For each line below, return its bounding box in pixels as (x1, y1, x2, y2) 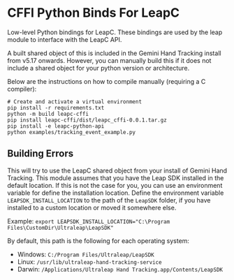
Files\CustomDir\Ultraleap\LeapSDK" (7, 224, 114, 231)
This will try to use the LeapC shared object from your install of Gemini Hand (7, 166, 228, 175)
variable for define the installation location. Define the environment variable (7, 189, 224, 197)
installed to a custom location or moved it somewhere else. (7, 203, 177, 212)
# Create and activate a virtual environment (7, 98, 142, 105)
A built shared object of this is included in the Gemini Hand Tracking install (7, 49, 221, 57)
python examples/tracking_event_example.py (7, 128, 136, 135)
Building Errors (7, 148, 74, 160)
